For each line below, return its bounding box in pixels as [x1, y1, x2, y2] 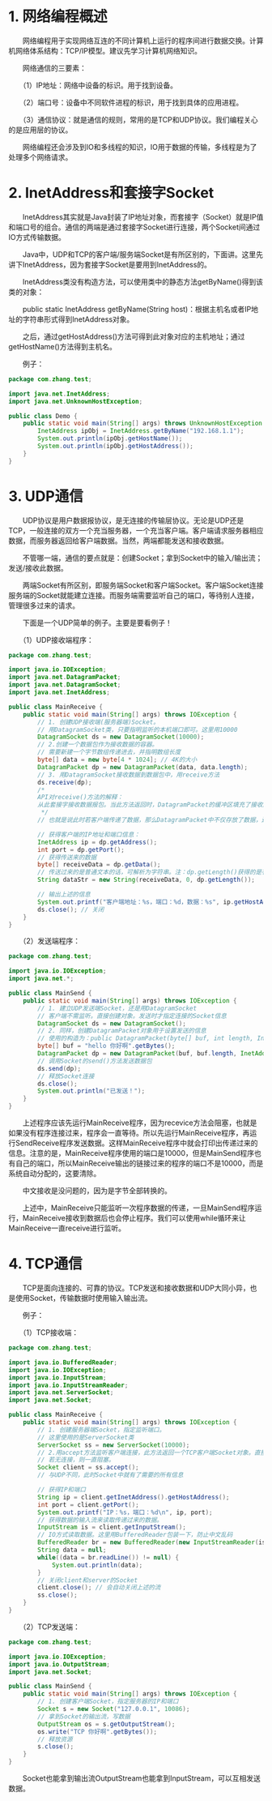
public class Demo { [8, 412, 79, 420]
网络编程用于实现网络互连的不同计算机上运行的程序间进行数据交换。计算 [22, 36, 264, 45]
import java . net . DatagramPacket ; [8, 674, 121, 682]
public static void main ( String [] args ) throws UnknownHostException [23, 419, 263, 428]
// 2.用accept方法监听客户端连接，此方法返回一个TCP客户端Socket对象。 [37, 1448, 255, 1457]
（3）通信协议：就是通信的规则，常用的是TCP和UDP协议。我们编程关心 [22, 114, 258, 124]
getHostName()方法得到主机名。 [8, 341, 117, 351]
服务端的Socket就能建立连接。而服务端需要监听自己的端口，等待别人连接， [8, 590, 259, 600]
